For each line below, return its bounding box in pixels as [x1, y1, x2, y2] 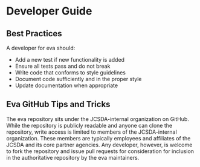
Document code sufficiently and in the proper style [15, 76, 142, 82]
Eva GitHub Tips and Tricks [6, 99, 111, 110]
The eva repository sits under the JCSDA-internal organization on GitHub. [6, 115, 189, 122]
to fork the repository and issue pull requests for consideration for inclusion [6, 147, 195, 155]
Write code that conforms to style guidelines [15, 69, 126, 76]
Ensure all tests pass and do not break [15, 62, 111, 70]
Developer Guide [6, 4, 92, 18]
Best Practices [6, 28, 62, 39]
